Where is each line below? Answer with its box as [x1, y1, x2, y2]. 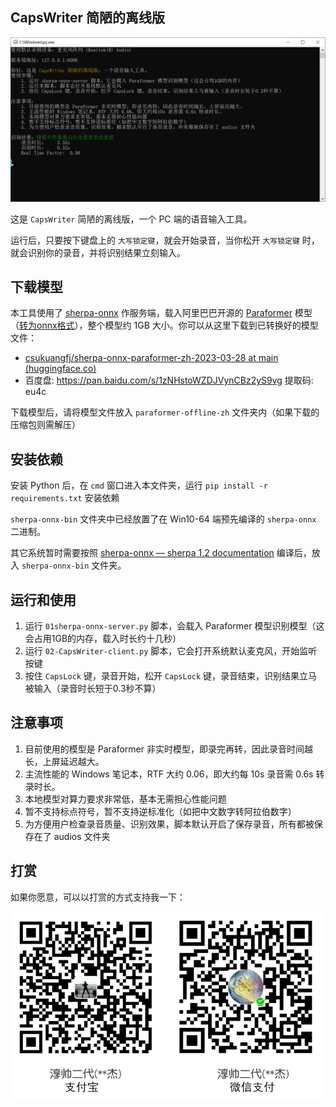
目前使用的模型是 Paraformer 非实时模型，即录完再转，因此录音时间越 [24, 743, 313, 755]
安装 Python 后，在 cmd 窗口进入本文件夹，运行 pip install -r [10, 479, 268, 492]
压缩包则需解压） [10, 419, 81, 431]
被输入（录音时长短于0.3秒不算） [24, 683, 162, 695]
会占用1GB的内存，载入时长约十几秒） [24, 633, 182, 645]
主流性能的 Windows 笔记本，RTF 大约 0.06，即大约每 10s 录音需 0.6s [24, 768, 314, 780]
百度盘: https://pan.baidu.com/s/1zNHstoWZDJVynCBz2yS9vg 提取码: [24, 374, 314, 387]
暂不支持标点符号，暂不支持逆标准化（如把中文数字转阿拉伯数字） [24, 805, 297, 817]
